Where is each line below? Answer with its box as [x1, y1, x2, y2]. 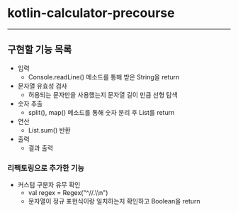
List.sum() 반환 [28, 125, 71, 134]
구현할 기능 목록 [7, 44, 72, 56]
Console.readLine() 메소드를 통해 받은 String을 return [28, 72, 180, 81]
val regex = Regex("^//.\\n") [28, 189, 108, 197]
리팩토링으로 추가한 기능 [7, 163, 85, 173]
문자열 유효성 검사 [17, 82, 67, 90]
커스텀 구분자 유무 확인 [17, 181, 81, 189]
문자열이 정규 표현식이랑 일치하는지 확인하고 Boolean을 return [28, 197, 200, 206]
